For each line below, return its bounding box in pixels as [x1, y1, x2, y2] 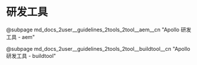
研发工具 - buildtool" [6, 52, 56, 59]
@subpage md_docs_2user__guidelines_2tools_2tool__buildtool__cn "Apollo [6, 45, 190, 52]
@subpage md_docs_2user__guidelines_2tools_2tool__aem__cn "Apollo [6, 26, 180, 33]
